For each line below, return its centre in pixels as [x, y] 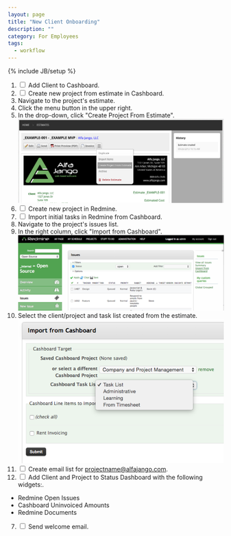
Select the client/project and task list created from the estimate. [108, 316]
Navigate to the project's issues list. [68, 224]
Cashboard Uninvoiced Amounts [63, 505]
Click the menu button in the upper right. [75, 108]
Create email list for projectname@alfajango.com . [98, 469]
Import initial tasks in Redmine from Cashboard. [95, 217]
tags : [15, 44]
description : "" [31, 29]
